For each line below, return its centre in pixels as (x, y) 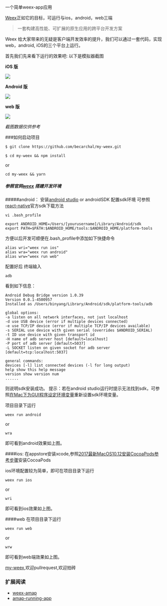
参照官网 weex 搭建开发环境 (33, 186)
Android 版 (16, 87)
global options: (22, 313)
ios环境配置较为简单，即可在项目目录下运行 (50, 471)
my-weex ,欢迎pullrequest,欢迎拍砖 (41, 568)
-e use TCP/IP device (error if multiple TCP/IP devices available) (78, 326)
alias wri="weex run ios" (32, 248)
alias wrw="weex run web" (32, 257)
